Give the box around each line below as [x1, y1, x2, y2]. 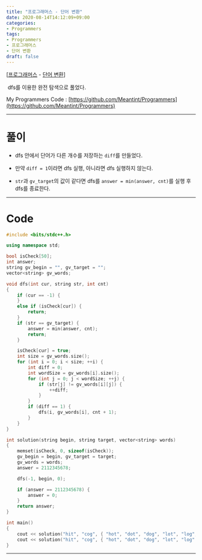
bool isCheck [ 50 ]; [6, 253, 52, 259]
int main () [6, 520, 34, 526]
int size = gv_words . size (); [17, 353, 90, 360]
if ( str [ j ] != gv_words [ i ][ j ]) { [38, 381, 123, 387]
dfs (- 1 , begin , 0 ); [17, 476, 66, 482]
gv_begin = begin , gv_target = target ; [17, 454, 117, 460]
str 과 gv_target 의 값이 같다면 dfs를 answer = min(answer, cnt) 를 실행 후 [14, 177, 191, 184]
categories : [6, 20, 36, 26]
